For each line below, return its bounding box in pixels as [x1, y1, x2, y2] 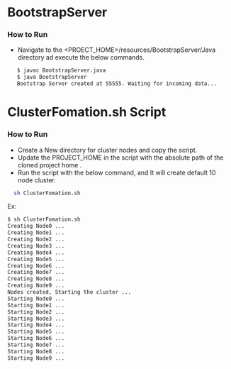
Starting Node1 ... [7, 302, 65, 309]
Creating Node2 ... [7, 236, 65, 243]
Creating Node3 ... [7, 242, 65, 249]
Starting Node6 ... [7, 335, 65, 342]
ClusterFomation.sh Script [7, 104, 167, 121]
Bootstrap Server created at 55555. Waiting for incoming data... [16, 80, 218, 87]
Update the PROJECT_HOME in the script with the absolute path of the [17, 153, 224, 162]
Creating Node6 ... [7, 262, 65, 270]
